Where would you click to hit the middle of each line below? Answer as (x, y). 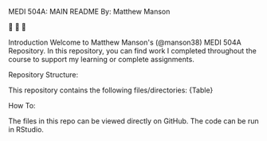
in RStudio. (26, 129)
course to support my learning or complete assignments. (102, 59)
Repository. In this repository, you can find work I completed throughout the (133, 51)
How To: (22, 106)
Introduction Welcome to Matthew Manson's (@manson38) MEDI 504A (125, 42)
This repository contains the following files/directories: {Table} (111, 90)
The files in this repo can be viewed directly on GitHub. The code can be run (133, 121)
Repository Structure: (43, 74)
